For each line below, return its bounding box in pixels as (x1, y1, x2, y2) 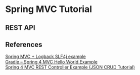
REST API (5, 23, 35, 32)
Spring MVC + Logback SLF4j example (5, 53, 86, 59)
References (5, 40, 42, 48)
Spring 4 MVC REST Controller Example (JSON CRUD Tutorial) (5, 64, 135, 70)
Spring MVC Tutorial (5, 3, 92, 15)
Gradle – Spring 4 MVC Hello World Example (5, 59, 98, 65)
